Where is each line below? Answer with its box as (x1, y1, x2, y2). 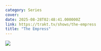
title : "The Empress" (5, 27, 51, 32)
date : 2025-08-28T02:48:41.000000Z (5, 17, 81, 22)
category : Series (5, 7, 42, 13)
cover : (5, 12, 19, 17)
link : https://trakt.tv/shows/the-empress (5, 21, 96, 27)
